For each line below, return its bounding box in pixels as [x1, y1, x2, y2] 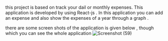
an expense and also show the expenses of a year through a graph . [5, 15, 149, 21]
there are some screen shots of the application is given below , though [5, 25, 154, 31]
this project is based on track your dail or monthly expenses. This [5, 5, 143, 10]
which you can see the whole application [5, 30, 92, 36]
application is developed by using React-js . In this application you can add [5, 10, 163, 16]
